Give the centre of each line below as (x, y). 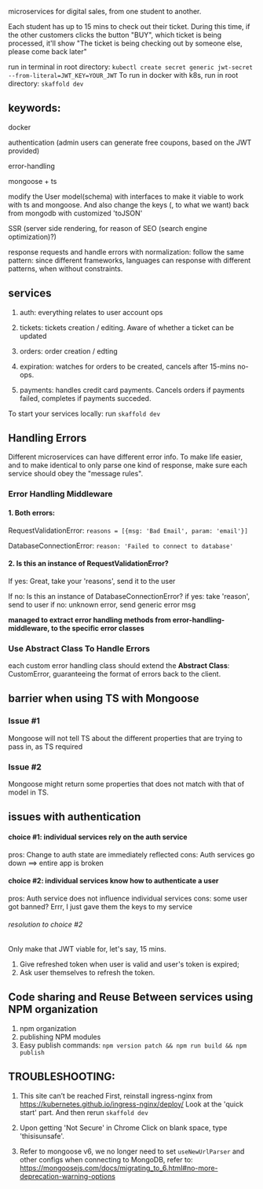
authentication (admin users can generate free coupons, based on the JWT (130, 142)
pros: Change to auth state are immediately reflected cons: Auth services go (131, 854)
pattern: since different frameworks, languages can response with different (130, 260)
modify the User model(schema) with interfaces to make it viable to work (126, 196)
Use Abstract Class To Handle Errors (79, 648)
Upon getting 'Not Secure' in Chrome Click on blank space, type (123, 1128)
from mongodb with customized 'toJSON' (75, 213)
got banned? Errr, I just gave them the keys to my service (100, 906)
